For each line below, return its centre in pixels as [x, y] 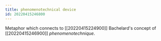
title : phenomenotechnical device [41, 10]
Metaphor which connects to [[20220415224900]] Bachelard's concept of [81, 28]
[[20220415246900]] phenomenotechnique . [50, 33]
